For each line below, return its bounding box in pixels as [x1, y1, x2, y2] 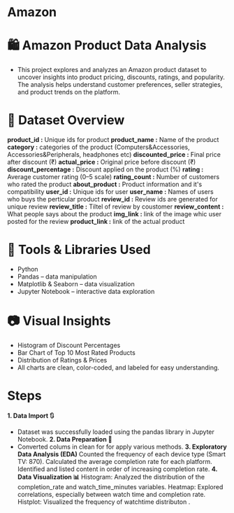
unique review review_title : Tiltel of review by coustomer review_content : [7, 202, 224, 211]
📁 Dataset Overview [7, 113, 125, 128]
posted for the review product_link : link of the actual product [7, 218, 185, 226]
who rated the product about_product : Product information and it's [7, 180, 203, 189]
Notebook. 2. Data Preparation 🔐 [17, 435, 112, 443]
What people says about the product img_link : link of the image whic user [7, 210, 222, 218]
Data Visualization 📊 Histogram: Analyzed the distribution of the [17, 472, 205, 481]
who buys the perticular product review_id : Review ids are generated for [7, 195, 218, 204]
